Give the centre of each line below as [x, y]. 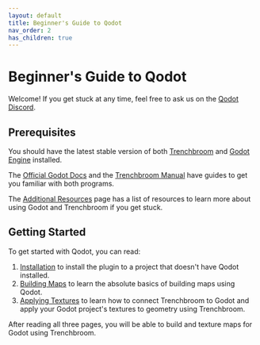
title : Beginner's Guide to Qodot [65, 23]
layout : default [35, 15]
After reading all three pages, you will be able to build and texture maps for [130, 324]
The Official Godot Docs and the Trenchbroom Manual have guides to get [128, 175]
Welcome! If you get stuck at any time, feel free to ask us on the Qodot [124, 99]
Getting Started [47, 232]
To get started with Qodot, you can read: [75, 251]
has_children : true [40, 38]
